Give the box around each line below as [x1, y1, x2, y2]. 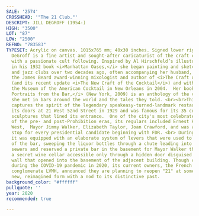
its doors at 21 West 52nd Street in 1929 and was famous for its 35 [11, 108, 187, 114]
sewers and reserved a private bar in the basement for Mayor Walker [11, 146, 187, 152]
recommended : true [6, 196, 52, 202]
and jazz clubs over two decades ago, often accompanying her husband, [11, 69, 192, 75]
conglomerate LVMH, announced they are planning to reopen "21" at [11, 168, 182, 175]
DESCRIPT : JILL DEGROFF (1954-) [6, 20, 86, 25]
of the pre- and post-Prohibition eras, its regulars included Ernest [11, 119, 190, 125]
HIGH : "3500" [6, 25, 38, 31]
